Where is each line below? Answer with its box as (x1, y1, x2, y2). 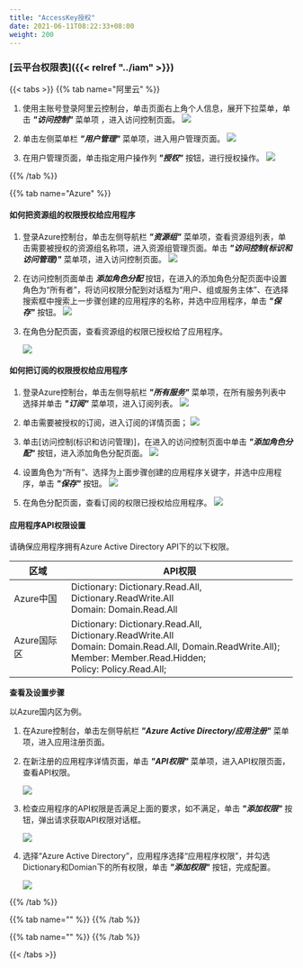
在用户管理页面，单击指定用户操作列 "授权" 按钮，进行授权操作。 (22, 152, 265, 163)
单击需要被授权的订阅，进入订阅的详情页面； (22, 417, 189, 428)
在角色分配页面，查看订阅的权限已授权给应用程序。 (22, 498, 212, 508)
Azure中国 (13, 592, 58, 605)
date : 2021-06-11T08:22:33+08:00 (9, 22, 135, 31)
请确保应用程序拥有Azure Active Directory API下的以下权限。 (9, 542, 235, 552)
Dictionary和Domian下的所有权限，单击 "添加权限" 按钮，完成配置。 (22, 862, 276, 872)
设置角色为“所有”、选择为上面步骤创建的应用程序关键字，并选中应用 (22, 467, 274, 478)
